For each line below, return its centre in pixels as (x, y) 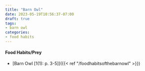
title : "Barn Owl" (24, 10)
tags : (11, 23)
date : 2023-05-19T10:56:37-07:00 (40, 14)
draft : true (17, 19)
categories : (17, 32)
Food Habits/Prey (24, 52)
